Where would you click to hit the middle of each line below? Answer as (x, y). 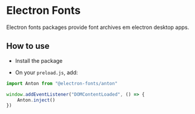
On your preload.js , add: (46, 72)
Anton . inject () (36, 100)
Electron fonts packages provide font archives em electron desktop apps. (98, 27)
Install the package (39, 60)
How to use (28, 46)
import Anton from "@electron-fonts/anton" (62, 83)
